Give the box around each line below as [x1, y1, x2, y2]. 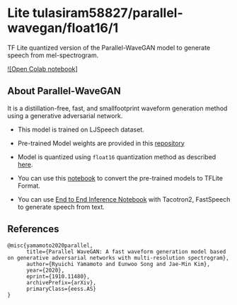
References [7, 223, 59, 235]
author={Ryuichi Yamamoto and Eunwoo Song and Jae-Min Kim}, [25, 260, 211, 267]
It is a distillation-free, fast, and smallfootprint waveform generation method [7, 104, 228, 113]
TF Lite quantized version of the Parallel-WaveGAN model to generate [7, 43, 211, 52]
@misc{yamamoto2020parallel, [7, 242, 93, 249]
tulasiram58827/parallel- [32, 5, 183, 21]
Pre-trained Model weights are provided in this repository [17, 139, 185, 147]
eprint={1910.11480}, [25, 272, 91, 280]
